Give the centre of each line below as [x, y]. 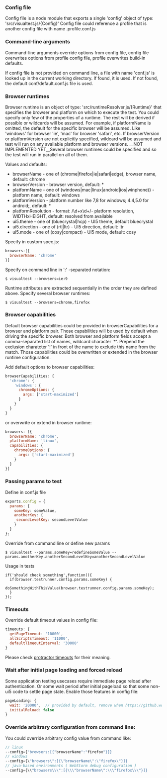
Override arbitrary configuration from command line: [70, 727]
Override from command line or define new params [58, 543]
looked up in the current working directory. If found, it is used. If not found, [82, 78]
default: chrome [29, 179]
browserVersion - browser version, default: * [58, 184]
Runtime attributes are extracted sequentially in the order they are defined [81, 288]
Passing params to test [34, 482]
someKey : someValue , [35, 511]
